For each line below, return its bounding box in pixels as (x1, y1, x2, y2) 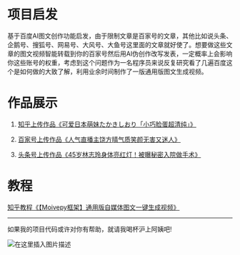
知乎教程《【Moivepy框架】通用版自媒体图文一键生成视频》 (7, 203, 180, 211)
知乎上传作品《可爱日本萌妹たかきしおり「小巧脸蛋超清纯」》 (17, 119, 196, 129)
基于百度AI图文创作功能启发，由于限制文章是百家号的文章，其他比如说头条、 (7, 31, 233, 40)
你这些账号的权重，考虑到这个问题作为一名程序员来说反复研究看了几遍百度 (7, 58, 226, 66)
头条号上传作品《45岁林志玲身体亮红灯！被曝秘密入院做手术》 (17, 150, 201, 159)
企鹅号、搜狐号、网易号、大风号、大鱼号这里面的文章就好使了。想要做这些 (7, 40, 226, 49)
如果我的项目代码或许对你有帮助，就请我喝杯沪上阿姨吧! (7, 224, 173, 233)
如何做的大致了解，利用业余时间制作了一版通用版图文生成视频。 (19, 67, 208, 76)
